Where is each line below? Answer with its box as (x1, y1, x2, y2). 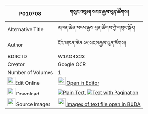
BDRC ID (7, 53, 28, 60)
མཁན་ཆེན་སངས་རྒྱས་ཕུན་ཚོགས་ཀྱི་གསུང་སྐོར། (57, 24, 136, 31)
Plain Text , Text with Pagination (62, 89, 139, 95)
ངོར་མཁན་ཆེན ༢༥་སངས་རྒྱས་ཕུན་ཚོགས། (57, 40, 126, 46)
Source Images (16, 101, 51, 108)
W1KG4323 (57, 53, 85, 60)
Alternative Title (7, 26, 44, 33)
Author (7, 41, 23, 48)
